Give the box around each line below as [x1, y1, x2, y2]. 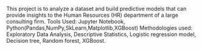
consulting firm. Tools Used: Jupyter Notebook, [6, 18, 126, 25]
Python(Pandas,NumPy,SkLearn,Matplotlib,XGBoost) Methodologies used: [6, 24, 193, 31]
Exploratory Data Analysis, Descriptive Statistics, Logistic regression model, [6, 31, 197, 38]
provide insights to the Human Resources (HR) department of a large [6, 11, 178, 19]
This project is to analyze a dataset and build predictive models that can [6, 5, 187, 12]
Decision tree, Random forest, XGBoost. [6, 37, 106, 44]
